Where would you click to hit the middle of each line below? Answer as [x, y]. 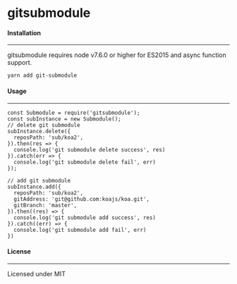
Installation [24, 32]
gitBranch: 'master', [45, 205]
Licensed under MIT [36, 273]
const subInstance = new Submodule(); [64, 119]
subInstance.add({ [34, 187]
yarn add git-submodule [42, 75]
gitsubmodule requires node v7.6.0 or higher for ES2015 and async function [117, 55]
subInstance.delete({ [39, 131]
